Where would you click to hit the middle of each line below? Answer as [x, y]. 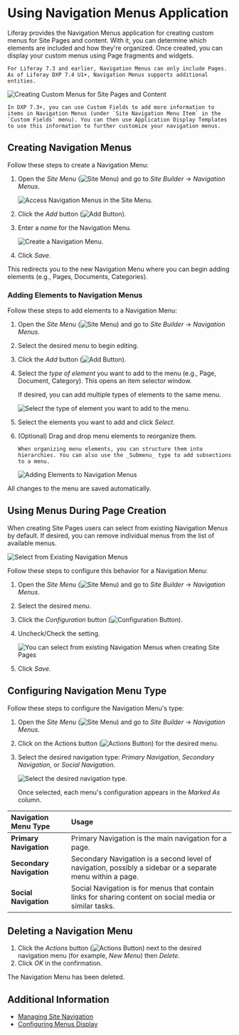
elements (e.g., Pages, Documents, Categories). [78, 276]
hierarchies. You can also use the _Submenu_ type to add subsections [124, 456]
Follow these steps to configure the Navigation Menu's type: [96, 708]
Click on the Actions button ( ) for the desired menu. [118, 743]
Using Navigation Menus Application [118, 13]
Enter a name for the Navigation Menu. [74, 227]
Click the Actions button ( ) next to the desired [110, 948]
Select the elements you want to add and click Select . [96, 422]
